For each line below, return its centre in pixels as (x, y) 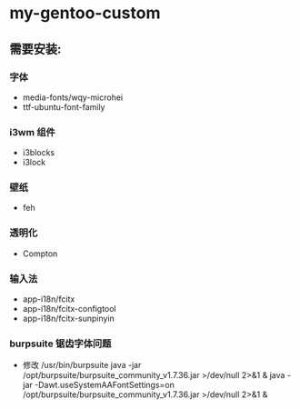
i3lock (34, 163)
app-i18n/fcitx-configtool (69, 309)
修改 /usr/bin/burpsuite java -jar (82, 365)
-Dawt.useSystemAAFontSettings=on (105, 385)
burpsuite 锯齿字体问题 (60, 344)
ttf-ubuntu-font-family (64, 106)
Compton (40, 254)
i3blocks (39, 153)
